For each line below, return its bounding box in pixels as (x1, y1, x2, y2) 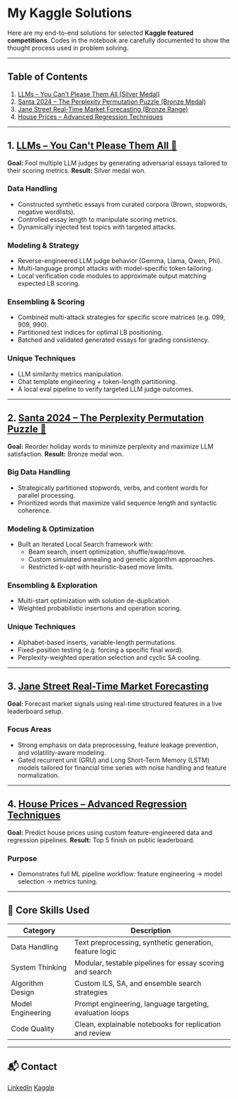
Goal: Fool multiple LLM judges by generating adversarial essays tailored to (7, 159, 228, 167)
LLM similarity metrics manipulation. (17, 370, 124, 378)
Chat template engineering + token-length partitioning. (17, 377, 177, 385)
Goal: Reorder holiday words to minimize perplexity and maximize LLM (7, 442, 214, 451)
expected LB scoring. (17, 279, 80, 288)
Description (130, 926, 171, 936)
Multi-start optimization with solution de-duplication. (17, 596, 171, 605)
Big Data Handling (7, 467, 71, 477)
